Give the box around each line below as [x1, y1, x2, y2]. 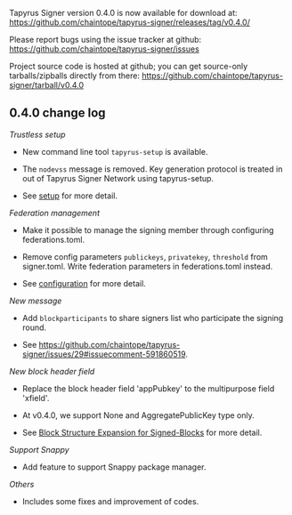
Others [9, 479, 35, 489]
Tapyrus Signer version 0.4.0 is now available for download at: [9, 8, 238, 18]
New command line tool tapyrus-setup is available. [21, 146, 208, 157]
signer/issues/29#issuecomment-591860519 [21, 349, 186, 359]
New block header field [9, 366, 95, 376]
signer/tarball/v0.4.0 [9, 80, 85, 90]
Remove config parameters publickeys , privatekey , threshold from [21, 251, 269, 262]
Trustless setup [9, 129, 66, 140]
